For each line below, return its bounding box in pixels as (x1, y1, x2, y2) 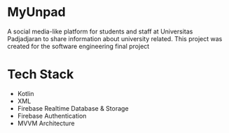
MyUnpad (7, 4, 66, 20)
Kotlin (17, 89, 34, 97)
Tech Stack (7, 67, 74, 82)
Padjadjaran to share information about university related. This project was (7, 34, 223, 42)
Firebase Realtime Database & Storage (17, 104, 129, 112)
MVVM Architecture (17, 119, 75, 127)
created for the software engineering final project (7, 42, 150, 50)
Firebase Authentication (17, 111, 87, 120)
